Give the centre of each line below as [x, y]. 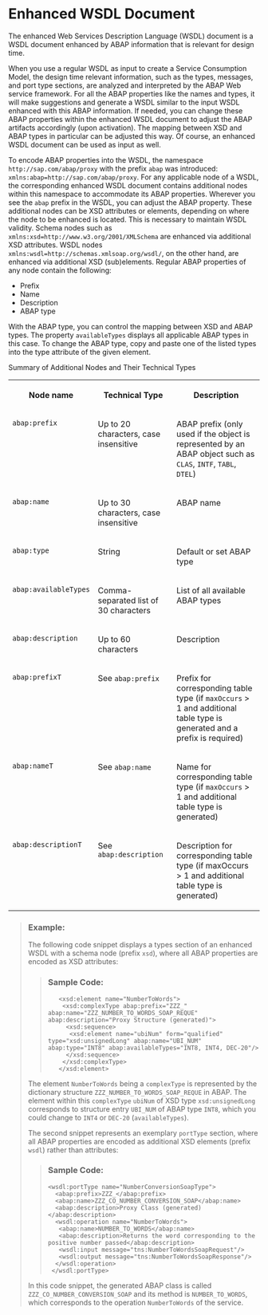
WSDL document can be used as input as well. [85, 144]
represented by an [211, 443]
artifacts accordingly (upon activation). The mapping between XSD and [125, 128]
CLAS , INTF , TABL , [207, 463]
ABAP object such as [216, 454]
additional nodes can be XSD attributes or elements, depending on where [129, 211]
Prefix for [194, 678]
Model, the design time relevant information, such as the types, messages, [131, 77]
